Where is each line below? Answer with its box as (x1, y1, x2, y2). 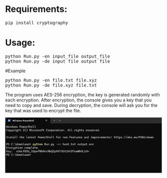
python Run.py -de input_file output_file (5, 58, 110, 64)
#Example (5, 68, 26, 74)
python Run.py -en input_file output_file (5, 53, 110, 59)
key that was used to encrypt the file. (5, 107, 82, 113)
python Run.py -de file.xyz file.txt (5, 82, 97, 88)
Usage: (5, 37, 36, 48)
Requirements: (5, 3, 68, 15)
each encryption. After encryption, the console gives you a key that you (5, 97, 152, 103)
